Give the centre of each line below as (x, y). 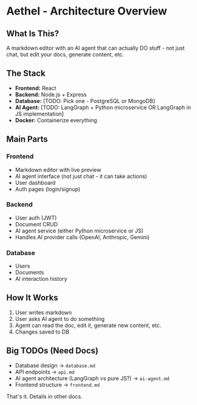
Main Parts (27, 140)
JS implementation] (39, 114)
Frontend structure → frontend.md (57, 384)
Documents (29, 272)
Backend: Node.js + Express (51, 94)
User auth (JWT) (36, 218)
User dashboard (35, 182)
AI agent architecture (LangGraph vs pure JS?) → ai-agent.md (92, 378)
